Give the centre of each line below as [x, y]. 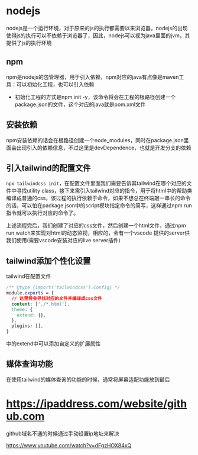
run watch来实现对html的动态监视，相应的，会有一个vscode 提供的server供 [98, 233]
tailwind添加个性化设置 [48, 261]
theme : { [22, 309]
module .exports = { [30, 293]
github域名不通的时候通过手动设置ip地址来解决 [63, 433]
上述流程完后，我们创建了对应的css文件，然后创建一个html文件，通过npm [96, 226]
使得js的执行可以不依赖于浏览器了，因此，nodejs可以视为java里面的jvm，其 [98, 35]
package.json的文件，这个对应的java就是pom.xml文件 [80, 104]
